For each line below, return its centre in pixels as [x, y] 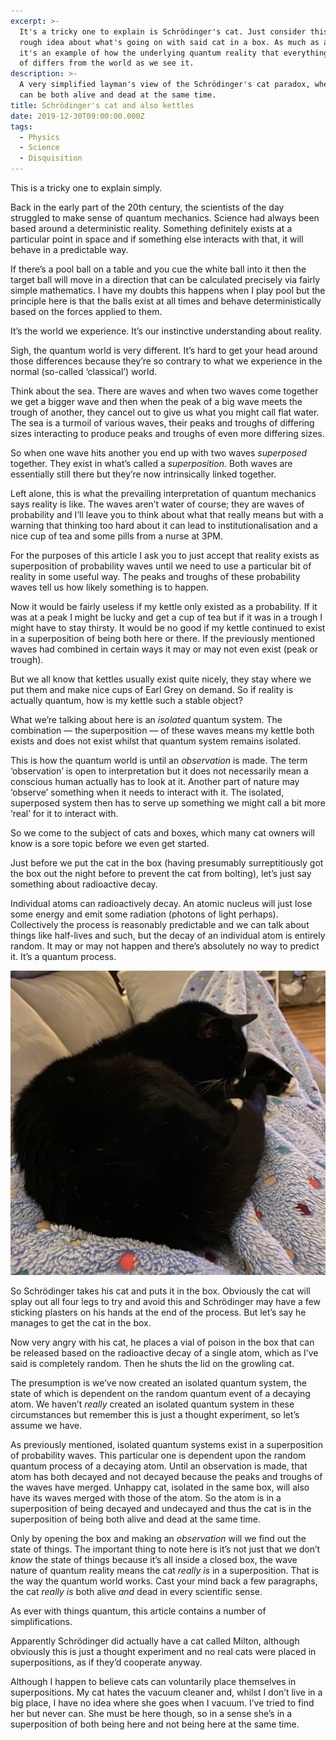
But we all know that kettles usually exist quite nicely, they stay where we [161, 679]
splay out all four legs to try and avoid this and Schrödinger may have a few [165, 1302]
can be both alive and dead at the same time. [118, 95]
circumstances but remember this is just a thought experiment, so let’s [155, 1415]
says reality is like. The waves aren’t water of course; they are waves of [157, 504]
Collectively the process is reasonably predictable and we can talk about [160, 924]
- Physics [39, 137]
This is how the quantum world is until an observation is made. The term [159, 760]
